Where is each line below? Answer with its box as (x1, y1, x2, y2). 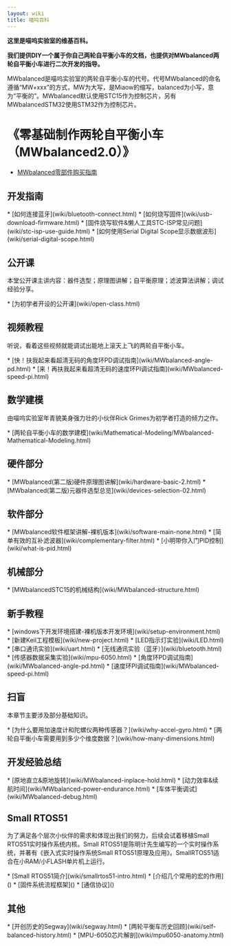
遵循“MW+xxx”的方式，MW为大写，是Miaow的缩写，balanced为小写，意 (7, 83, 214, 91)
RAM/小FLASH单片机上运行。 (25, 857, 109, 866)
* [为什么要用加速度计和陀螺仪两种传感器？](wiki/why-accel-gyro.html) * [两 (7, 725, 222, 733)
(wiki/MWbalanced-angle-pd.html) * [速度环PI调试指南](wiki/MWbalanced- (7, 662, 219, 670)
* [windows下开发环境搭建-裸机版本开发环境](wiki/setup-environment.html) (7, 627, 221, 635)
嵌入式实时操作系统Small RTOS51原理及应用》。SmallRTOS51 (43, 849, 214, 857)
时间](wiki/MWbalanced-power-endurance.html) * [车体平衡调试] (12, 785, 197, 793)
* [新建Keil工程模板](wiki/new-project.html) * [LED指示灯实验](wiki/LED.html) (7, 635, 224, 644)
